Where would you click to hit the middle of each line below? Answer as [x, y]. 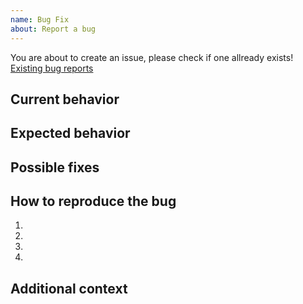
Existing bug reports [52, 68]
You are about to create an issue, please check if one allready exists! [152, 57]
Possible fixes [55, 167]
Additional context [69, 288]
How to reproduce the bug [93, 201]
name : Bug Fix [40, 19]
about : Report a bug [53, 29]
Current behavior [65, 99]
